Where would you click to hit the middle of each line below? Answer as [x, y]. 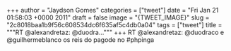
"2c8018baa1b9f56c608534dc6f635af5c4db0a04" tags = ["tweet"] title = [114, 25]
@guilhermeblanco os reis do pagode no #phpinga [81, 40]
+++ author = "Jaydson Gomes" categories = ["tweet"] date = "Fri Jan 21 [113, 10]
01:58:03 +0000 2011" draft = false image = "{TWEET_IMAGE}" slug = [108, 17]
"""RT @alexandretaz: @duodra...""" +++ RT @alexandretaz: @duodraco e [115, 32]
